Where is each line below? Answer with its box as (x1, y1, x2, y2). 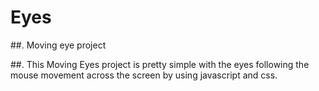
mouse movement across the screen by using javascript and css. (10, 69, 278, 81)
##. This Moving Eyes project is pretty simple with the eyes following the (10, 58, 310, 70)
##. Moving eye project (10, 39, 107, 51)
